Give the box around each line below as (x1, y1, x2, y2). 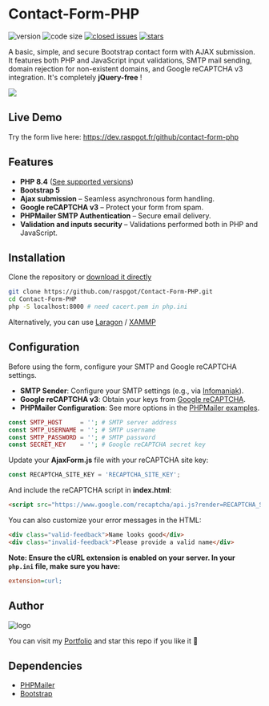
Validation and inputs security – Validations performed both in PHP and (19, 219, 259, 229)
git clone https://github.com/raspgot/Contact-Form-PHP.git (8, 288, 214, 296)
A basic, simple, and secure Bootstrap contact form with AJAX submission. (8, 47, 256, 56)
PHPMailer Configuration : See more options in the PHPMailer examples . (19, 403, 260, 412)
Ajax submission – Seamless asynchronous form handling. (19, 193, 215, 203)
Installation (8, 250, 66, 265)
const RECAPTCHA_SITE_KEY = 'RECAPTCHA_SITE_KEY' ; (8, 471, 181, 479)
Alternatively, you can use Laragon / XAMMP (8, 318, 156, 327)
